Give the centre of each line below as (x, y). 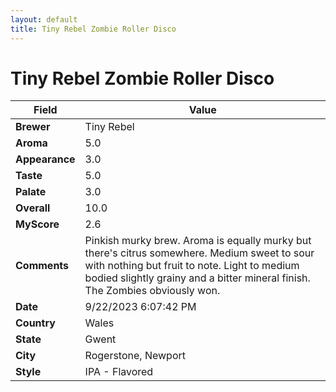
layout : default (44, 19)
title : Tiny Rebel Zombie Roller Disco (93, 29)
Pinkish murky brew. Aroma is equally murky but (198, 241)
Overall (33, 208)
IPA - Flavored (119, 372)
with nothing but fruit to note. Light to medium (192, 266)
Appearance (45, 159)
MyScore (37, 224)
